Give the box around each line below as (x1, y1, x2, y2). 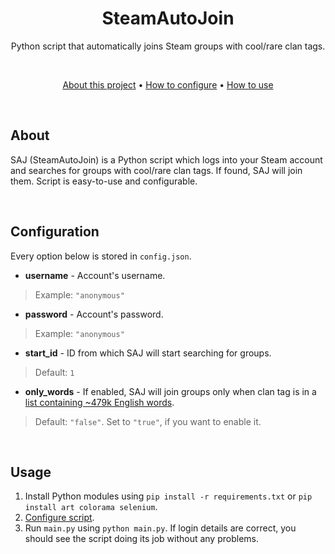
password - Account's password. (24, 308, 164, 320)
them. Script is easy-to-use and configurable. (10, 175, 198, 187)
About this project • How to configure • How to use (62, 78, 274, 91)
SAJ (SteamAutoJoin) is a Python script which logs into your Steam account (10, 153, 323, 166)
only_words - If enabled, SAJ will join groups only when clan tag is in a (24, 385, 317, 397)
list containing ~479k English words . (24, 396, 175, 408)
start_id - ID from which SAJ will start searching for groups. (24, 347, 272, 359)
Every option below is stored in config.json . (10, 250, 192, 262)
